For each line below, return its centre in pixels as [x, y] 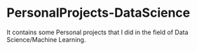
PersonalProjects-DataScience [98, 13]
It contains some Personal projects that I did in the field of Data [97, 32]
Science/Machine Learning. [46, 39]
